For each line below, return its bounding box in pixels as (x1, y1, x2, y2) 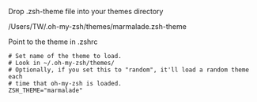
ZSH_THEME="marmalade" (8, 86, 83, 94)
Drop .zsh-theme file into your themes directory (8, 7, 164, 16)
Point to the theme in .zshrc (8, 37, 98, 46)
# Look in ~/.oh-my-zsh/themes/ (8, 59, 115, 67)
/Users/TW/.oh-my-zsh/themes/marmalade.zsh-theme (8, 22, 187, 31)
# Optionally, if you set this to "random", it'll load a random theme (8, 66, 249, 74)
